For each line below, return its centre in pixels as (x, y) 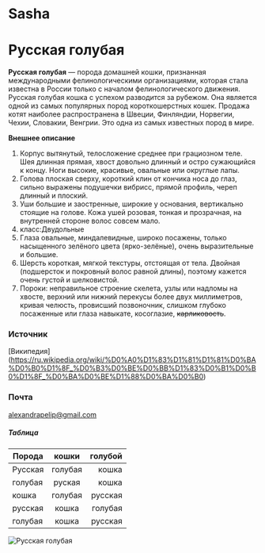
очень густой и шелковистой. (69, 280)
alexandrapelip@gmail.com (53, 414)
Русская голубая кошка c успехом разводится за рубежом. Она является (132, 98)
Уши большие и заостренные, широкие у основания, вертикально (131, 204)
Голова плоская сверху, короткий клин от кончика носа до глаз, (128, 179)
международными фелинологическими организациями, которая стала (128, 81)
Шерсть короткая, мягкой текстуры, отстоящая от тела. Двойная (130, 263)
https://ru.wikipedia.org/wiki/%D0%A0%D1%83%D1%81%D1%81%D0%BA (133, 360)
